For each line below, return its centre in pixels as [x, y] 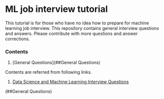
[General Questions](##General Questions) [56, 63]
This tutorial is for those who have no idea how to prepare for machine [77, 23]
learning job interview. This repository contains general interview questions [82, 28]
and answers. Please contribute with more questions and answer [72, 33]
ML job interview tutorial [57, 9]
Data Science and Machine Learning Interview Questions [71, 82]
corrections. [18, 39]
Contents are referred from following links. [48, 72]
